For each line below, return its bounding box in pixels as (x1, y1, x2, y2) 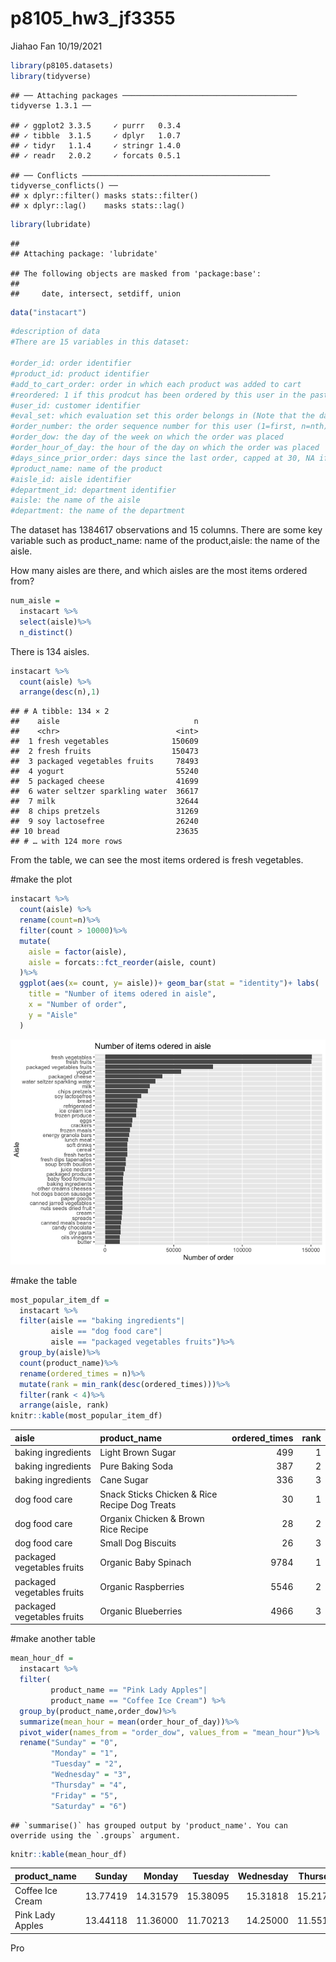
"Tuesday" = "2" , (50, 1759, 123, 1769)
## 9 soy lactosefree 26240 (10, 817, 199, 827)
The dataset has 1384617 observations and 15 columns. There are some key (10, 524, 323, 536)
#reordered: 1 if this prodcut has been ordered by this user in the (10, 390, 307, 400)
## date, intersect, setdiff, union (10, 288, 182, 299)
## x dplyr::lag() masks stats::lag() (10, 200, 186, 211)
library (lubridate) (10, 219, 92, 229)
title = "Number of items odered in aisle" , (28, 989, 217, 999)
